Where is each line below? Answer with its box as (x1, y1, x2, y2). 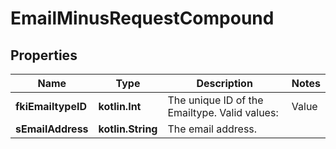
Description (196, 77, 253, 90)
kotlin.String (98, 122, 158, 136)
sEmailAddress (15, 122, 89, 136)
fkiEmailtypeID (15, 100, 88, 113)
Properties (10, 47, 78, 64)
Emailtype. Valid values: (167, 106, 279, 119)
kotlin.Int (98, 100, 142, 113)
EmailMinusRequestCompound (10, 7, 275, 30)
